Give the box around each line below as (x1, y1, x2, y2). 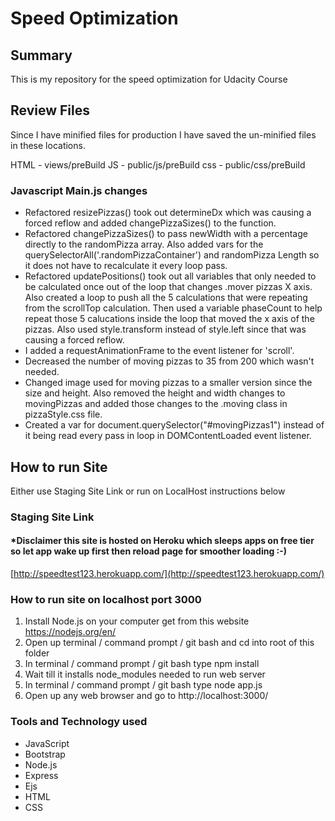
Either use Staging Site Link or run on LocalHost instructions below (10, 485, 286, 497)
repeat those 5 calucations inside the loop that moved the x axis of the (24, 313, 315, 325)
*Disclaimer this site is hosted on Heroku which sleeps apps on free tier (10, 535, 315, 547)
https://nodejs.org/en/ (24, 626, 117, 638)
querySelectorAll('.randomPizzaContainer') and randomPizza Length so (24, 249, 320, 261)
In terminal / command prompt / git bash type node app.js (24, 679, 263, 691)
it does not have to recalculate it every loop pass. (24, 260, 228, 272)
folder (24, 647, 50, 659)
